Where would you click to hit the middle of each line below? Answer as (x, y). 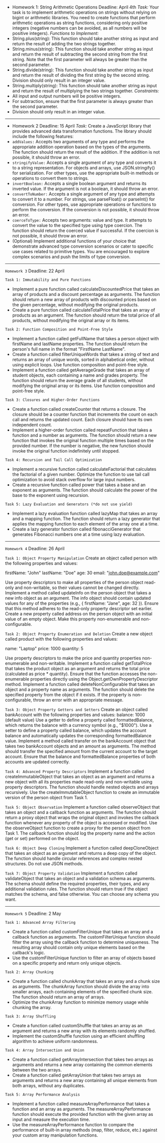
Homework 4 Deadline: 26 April (35, 548)
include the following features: (43, 136)
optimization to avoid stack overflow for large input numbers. (74, 479)
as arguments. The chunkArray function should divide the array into (81, 986)
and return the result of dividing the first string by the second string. (81, 75)
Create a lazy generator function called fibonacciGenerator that (76, 529)
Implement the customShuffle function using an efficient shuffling (79, 1036)
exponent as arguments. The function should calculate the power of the (85, 490)
